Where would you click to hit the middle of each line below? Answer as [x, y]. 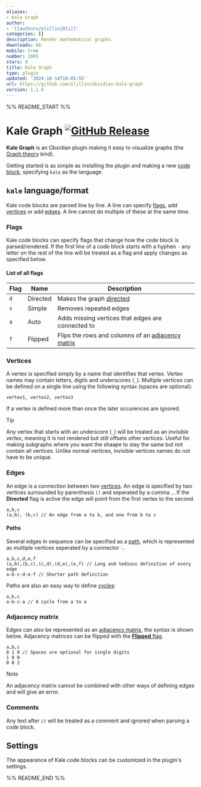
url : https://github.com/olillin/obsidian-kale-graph [75, 84]
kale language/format [47, 191]
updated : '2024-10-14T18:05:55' [46, 78]
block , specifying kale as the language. [55, 172]
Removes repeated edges [93, 308]
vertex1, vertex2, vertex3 [40, 398]
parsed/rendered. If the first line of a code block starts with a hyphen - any [98, 246]
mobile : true [22, 51]
